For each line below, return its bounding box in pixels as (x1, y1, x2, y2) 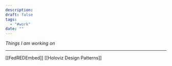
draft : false (5, 12, 33, 17)
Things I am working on (5, 40, 55, 46)
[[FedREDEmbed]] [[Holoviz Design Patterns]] (5, 55, 102, 61)
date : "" (5, 26, 24, 31)
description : (5, 7, 33, 13)
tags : (5, 17, 17, 22)
